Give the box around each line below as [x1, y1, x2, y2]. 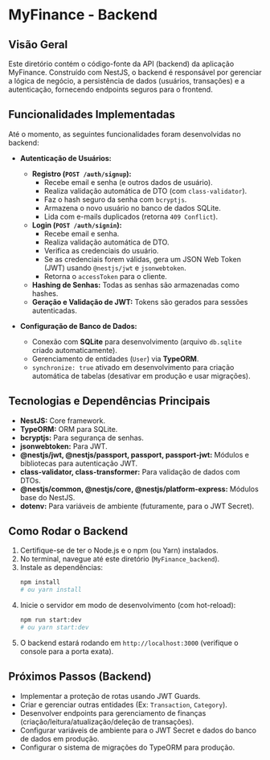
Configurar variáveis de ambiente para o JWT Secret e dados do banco [19, 725, 257, 735]
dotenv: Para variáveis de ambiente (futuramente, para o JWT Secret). [19, 501, 255, 511]
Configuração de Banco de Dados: [19, 321, 137, 331]
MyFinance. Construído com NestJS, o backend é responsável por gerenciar [8, 68, 262, 77]
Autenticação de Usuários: [19, 153, 112, 162]
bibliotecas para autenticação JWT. [19, 458, 138, 468]
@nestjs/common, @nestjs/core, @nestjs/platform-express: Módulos [19, 484, 259, 494]
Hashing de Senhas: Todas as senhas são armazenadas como [31, 280, 239, 290]
